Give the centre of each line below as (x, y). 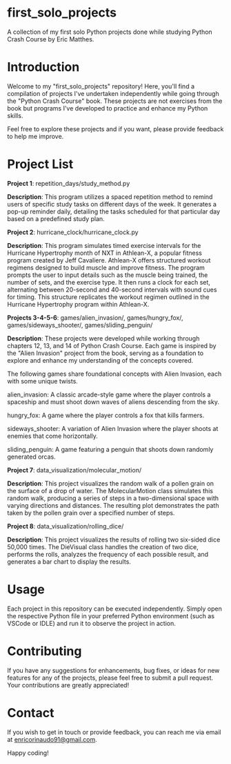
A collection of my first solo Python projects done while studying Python (110, 32)
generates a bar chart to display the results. (69, 562)
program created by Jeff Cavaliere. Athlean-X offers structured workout (109, 260)
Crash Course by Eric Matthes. (51, 39)
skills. (15, 115)
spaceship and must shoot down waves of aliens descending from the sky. (113, 401)
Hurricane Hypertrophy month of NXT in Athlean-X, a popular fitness (104, 253)
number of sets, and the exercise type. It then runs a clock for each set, (109, 282)
